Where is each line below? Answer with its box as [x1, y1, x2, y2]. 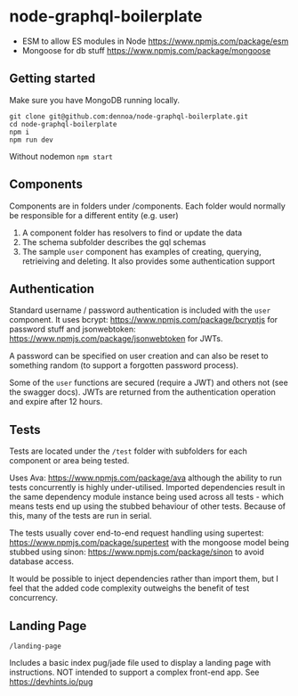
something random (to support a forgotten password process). [9, 360, 238, 371]
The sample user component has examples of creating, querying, [21, 246, 262, 257]
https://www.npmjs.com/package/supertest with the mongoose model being [9, 537, 289, 548]
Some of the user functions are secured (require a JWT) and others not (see [9, 377, 289, 389]
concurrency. [9, 593, 58, 603]
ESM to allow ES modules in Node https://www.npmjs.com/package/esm [21, 36, 289, 46]
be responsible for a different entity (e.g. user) [9, 209, 180, 220]
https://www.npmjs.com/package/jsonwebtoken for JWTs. [9, 333, 223, 344]
